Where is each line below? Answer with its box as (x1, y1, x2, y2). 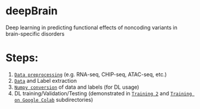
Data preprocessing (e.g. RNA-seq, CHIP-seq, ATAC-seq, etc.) (14, 70, 167, 78)
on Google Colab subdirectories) (14, 96, 93, 103)
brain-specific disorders (5, 30, 65, 37)
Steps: (5, 51, 39, 65)
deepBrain (5, 4, 58, 18)
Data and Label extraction (14, 77, 77, 84)
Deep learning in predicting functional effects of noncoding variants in (5, 24, 178, 31)
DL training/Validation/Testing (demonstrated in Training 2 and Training (14, 89, 192, 96)
